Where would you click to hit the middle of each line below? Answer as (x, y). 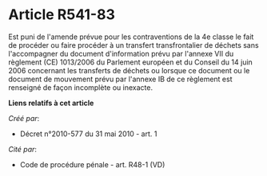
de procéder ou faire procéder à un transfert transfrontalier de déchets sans (133, 45)
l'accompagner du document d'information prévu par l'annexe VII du (121, 53)
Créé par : (24, 118)
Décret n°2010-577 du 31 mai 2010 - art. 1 (88, 134)
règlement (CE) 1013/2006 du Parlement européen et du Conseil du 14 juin (131, 62)
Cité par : (23, 149)
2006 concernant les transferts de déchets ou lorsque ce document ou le (129, 70)
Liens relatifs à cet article (51, 103)
